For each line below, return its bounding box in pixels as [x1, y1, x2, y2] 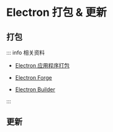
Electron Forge [15, 74, 52, 81]
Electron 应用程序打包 [15, 62, 70, 69]
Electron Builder [15, 86, 56, 93]
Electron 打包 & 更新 [6, 5, 108, 19]
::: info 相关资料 [6, 49, 45, 56]
